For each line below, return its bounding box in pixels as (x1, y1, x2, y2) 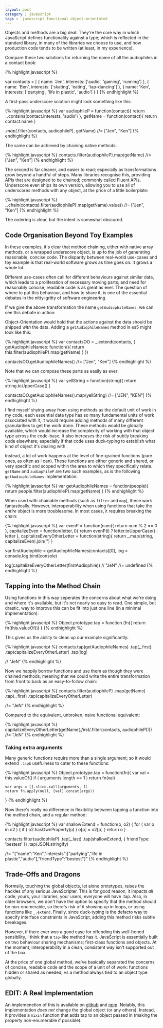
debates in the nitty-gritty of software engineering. (5, 295, 107, 301)
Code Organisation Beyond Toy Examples (5, 231, 133, 239)
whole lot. (5, 265, 25, 271)
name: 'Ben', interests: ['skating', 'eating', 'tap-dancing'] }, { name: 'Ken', (5, 84, 150, 90)
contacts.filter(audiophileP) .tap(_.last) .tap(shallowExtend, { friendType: (5, 836, 150, 842)
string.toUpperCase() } (5, 383, 51, 389)
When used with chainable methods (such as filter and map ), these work (5, 498, 152, 504)
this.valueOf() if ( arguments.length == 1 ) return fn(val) (5, 775, 115, 781)
